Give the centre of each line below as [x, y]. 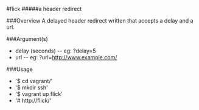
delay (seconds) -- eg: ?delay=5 [55, 51]
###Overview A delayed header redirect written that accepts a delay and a [100, 20]
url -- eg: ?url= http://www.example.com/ [66, 57]
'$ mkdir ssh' [31, 87]
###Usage [20, 69]
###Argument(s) [27, 39]
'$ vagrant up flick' [39, 94]
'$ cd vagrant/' [34, 81]
